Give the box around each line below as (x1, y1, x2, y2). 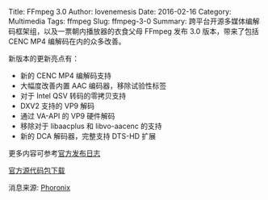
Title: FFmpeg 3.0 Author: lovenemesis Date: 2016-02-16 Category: (8, 7, 232, 16)
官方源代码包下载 (8, 165, 65, 175)
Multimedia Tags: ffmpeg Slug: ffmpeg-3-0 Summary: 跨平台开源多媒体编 (8, 16, 253, 26)
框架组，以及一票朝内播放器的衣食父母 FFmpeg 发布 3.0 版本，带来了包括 (15, 27, 260, 35)
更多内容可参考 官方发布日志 (8, 148, 101, 158)
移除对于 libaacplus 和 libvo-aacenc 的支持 (19, 121, 163, 131)
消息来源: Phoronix (8, 183, 71, 192)
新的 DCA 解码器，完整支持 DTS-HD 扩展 (19, 131, 156, 140)
